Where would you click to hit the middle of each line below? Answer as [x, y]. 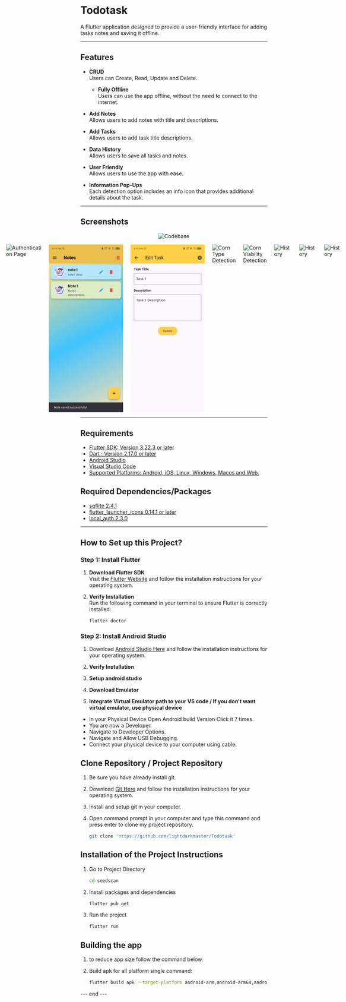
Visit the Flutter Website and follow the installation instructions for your [175, 579]
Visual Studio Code [112, 466]
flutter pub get [109, 903]
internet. [108, 102]
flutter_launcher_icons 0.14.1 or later [133, 512]
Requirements [107, 433]
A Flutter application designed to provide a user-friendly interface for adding [174, 27]
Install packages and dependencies [132, 892]
